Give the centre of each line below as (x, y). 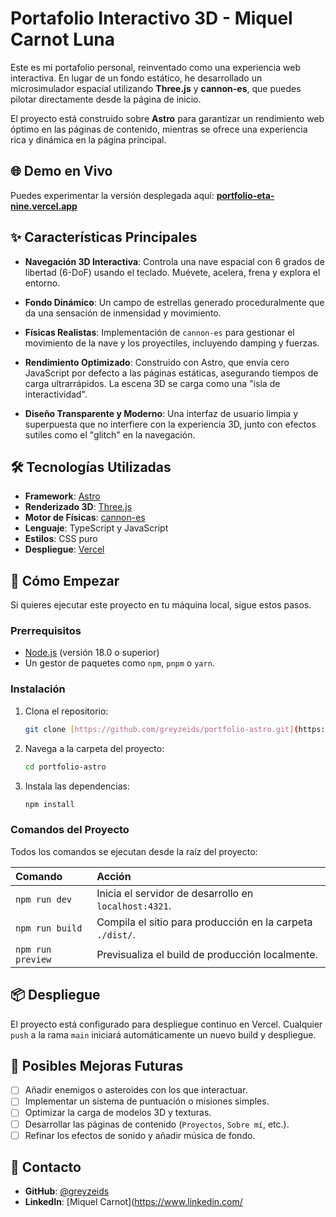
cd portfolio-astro (65, 767)
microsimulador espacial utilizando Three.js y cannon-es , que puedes (156, 88)
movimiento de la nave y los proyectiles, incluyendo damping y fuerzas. (172, 343)
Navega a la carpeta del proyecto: (94, 748)
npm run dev (44, 899)
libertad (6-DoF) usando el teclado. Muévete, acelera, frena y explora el (172, 272)
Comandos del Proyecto (70, 830)
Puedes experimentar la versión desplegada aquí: (112, 195)
